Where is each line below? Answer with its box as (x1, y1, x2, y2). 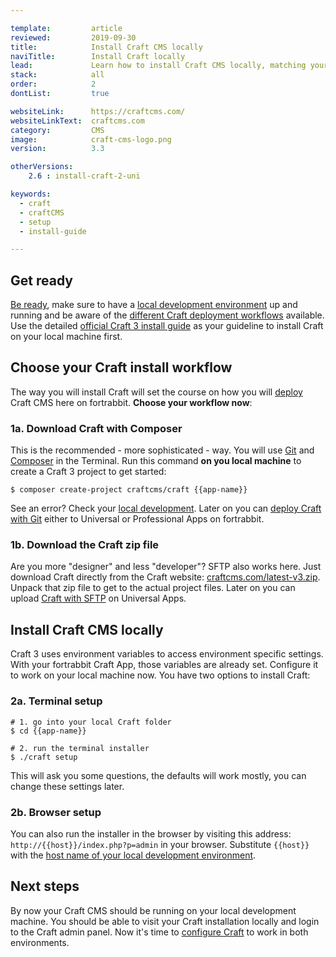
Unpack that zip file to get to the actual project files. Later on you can (10, 582, 296, 594)
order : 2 (10, 79, 97, 90)
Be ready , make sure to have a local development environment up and (10, 299, 298, 311)
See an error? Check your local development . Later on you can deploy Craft (10, 502, 322, 515)
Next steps (10, 878, 80, 895)
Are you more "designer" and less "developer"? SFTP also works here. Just (10, 561, 322, 573)
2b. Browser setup (10, 805, 102, 819)
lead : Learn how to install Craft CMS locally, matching (10, 61, 307, 71)
